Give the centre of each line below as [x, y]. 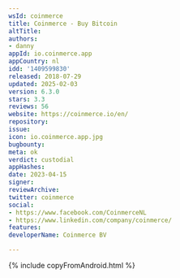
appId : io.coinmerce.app [50, 54]
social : [21, 205]
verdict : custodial [41, 159]
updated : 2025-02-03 [43, 84]
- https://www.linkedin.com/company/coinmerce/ [90, 220]
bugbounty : [27, 144]
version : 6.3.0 [34, 91]
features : [25, 228]
